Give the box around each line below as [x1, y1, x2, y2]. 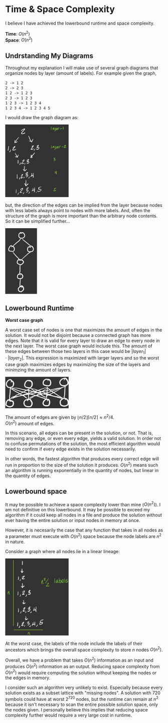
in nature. [5, 538, 25, 545]
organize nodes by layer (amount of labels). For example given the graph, [5, 70, 157, 76]
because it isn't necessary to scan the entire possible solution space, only [5, 701, 158, 707]
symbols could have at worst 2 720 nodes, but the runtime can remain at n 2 [5, 695, 159, 702]
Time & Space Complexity [5, 4, 115, 15]
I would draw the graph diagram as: [5, 115, 79, 121]
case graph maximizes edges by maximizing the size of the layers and [5, 361, 150, 368]
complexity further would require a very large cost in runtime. [5, 712, 132, 718]
